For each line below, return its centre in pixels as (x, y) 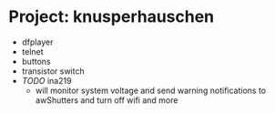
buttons (36, 61)
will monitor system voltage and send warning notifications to (151, 90)
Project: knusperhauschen (112, 17)
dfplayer (37, 42)
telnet (32, 51)
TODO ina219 (46, 80)
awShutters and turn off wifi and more (107, 100)
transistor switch (53, 71)
